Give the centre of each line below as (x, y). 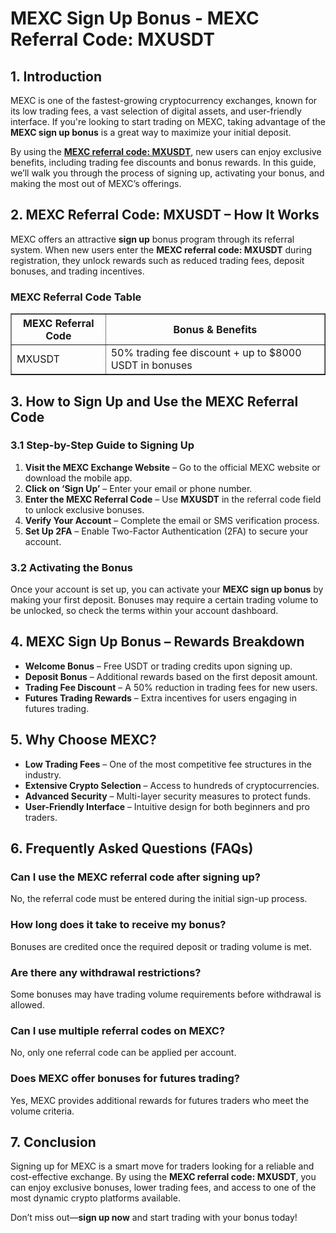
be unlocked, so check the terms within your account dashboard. (144, 611)
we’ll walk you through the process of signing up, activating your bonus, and (167, 173)
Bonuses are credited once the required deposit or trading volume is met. (161, 946)
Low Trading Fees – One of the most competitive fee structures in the (168, 764)
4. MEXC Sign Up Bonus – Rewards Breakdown (157, 642)
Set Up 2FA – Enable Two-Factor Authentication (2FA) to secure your (166, 531)
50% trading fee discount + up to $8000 (206, 353)
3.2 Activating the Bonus (71, 567)
